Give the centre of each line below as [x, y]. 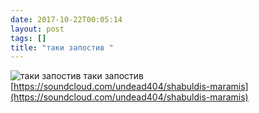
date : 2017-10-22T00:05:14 [66, 19]
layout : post [37, 29]
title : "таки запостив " [62, 47]
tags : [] [28, 38]
